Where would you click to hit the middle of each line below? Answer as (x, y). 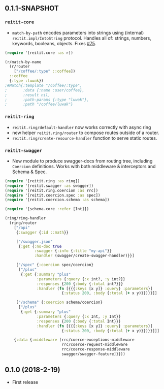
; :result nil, (28, 95)
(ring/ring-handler (25, 218)
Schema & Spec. (29, 172)
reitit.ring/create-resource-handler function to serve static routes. (85, 138)
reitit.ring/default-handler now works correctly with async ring (81, 127)
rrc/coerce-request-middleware (94, 345)
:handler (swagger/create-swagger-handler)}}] (85, 256)
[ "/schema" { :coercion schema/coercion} (59, 302)
